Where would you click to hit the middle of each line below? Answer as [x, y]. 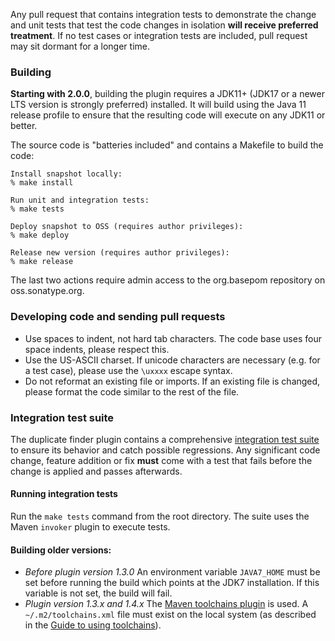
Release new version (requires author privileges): [120, 253]
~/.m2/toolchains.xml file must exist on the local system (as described [170, 615]
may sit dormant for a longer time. [80, 46]
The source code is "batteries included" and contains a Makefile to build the [167, 145]
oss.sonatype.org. [47, 291]
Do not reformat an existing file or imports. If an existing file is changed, [172, 381]
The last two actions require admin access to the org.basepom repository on [168, 280]
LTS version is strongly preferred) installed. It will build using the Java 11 [158, 105]
